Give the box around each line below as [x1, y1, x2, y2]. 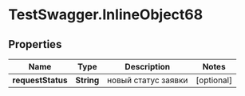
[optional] [195, 74, 233, 86]
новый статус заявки [106, 74, 188, 86]
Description [124, 62, 171, 72]
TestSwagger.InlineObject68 [8, 6, 204, 24]
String [75, 74, 100, 86]
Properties [8, 38, 62, 51]
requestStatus [12, 74, 68, 86]
